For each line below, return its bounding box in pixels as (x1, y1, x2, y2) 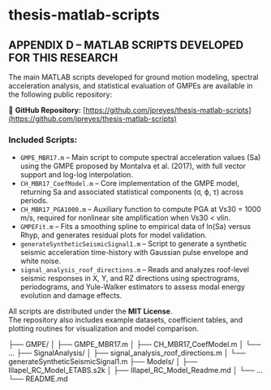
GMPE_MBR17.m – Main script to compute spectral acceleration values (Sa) (19, 153, 261, 162)
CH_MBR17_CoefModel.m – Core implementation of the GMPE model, (19, 179, 239, 188)
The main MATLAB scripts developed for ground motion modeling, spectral (8, 72, 259, 82)
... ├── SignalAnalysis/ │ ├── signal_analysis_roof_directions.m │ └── (8, 348, 246, 358)
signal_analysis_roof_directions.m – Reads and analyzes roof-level (19, 265, 250, 275)
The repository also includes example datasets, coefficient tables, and (8, 315, 243, 325)
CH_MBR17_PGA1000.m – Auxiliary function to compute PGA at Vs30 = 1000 (19, 205, 261, 214)
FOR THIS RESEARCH (8, 50, 118, 64)
